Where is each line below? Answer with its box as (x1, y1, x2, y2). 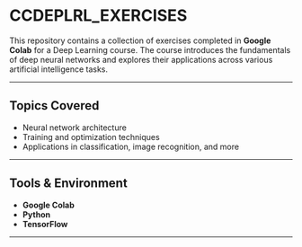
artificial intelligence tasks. (9, 64, 109, 75)
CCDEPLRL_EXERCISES (9, 5, 188, 26)
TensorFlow (22, 218, 68, 229)
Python (22, 208, 51, 220)
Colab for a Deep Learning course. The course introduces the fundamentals (9, 44, 291, 55)
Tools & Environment (9, 176, 128, 191)
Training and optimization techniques (22, 131, 160, 142)
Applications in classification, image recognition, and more (22, 141, 240, 152)
